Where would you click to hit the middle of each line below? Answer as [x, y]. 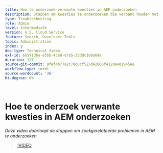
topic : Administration [28, 42]
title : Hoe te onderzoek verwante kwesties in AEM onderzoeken [71, 10]
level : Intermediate [26, 28]
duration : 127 [20, 60]
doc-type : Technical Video [33, 51]
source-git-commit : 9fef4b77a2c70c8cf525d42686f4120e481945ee [70, 64]
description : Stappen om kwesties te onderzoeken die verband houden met [82, 14]
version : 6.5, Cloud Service [35, 32]
